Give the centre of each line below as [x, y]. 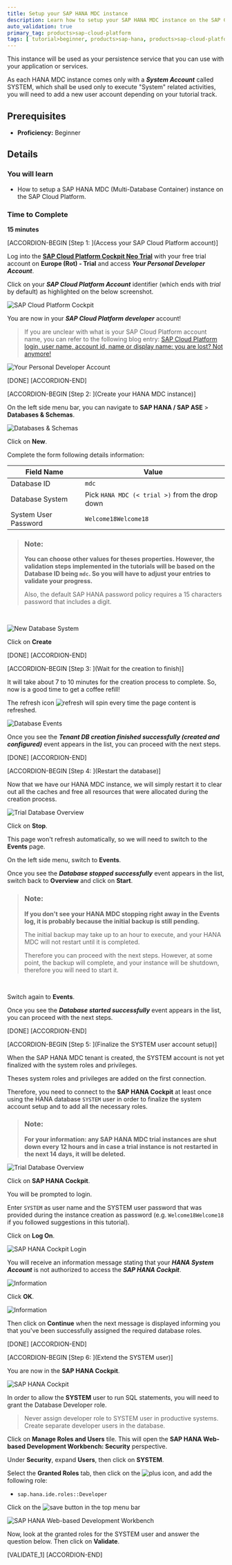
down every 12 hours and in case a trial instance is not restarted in [121, 1146]
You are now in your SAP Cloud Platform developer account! [94, 318]
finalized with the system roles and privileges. [72, 1065]
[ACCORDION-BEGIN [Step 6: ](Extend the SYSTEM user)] [90, 1357]
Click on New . [27, 441]
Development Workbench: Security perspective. [97, 1446]
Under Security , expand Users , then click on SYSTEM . [86, 1459]
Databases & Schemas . [41, 415]
